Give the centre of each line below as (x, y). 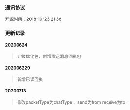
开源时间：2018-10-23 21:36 (33, 19)
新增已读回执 (30, 79)
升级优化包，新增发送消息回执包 (49, 56)
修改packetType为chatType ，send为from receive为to (71, 102)
